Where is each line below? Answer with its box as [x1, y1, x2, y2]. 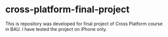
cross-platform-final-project [5, 4, 130, 15]
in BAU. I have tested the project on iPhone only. [5, 26, 107, 32]
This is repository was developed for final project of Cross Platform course [5, 21, 163, 27]
